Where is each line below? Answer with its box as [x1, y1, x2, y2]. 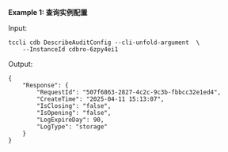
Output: [8, 59, 33, 69]
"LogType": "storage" [36, 123, 108, 131]
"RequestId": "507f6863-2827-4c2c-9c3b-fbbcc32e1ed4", [36, 88, 222, 96]
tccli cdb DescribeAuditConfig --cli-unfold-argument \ [8, 39, 200, 46]
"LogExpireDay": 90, [36, 116, 104, 124]
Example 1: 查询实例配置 [8, 8, 88, 17]
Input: [8, 24, 28, 32]
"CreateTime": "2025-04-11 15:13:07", [36, 95, 165, 103]
